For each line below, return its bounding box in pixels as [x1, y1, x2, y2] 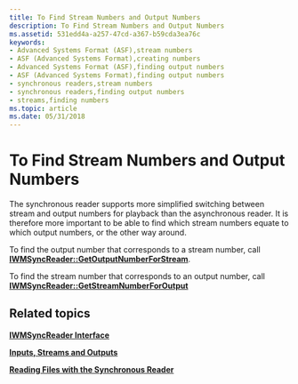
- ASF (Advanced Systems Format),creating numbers [9, 54, 201, 63]
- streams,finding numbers [9, 95, 109, 105]
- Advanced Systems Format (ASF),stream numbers [9, 46, 193, 55]
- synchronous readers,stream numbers [9, 79, 153, 88]
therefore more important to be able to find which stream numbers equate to [9, 218, 289, 228]
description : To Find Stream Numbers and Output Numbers [9, 21, 225, 30]
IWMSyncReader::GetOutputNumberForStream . [9, 254, 191, 265]
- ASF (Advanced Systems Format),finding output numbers [9, 71, 225, 80]
